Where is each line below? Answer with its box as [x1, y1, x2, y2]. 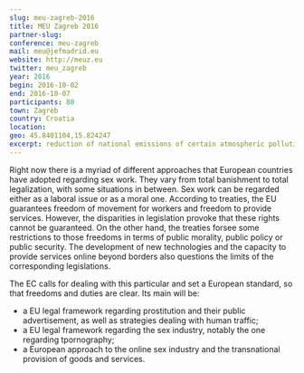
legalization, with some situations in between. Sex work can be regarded [9, 183, 280, 195]
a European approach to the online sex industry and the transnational [22, 343, 280, 354]
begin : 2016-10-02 [9, 81, 79, 90]
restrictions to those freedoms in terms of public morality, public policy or [9, 232, 283, 243]
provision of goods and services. [22, 353, 146, 364]
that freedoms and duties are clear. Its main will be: [9, 287, 200, 299]
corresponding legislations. [9, 260, 111, 272]
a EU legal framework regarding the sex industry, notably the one [22, 324, 266, 335]
